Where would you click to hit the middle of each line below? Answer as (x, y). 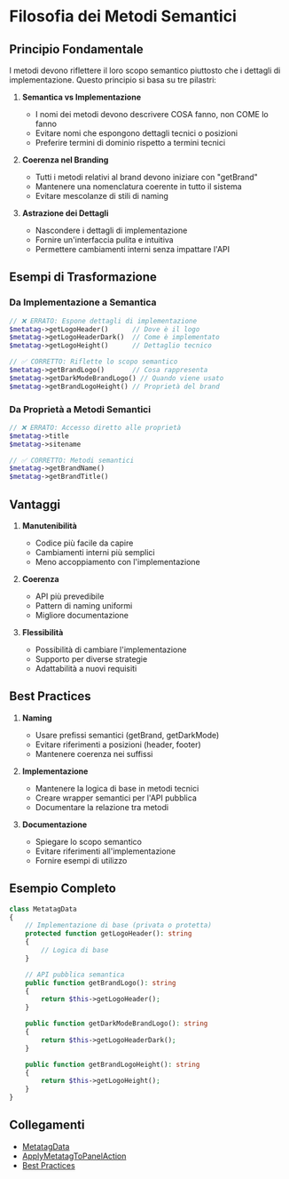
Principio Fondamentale (76, 49)
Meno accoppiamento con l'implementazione (118, 562)
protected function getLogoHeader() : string (109, 934)
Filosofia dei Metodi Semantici (123, 16)
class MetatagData (43, 909)
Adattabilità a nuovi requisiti (86, 669)
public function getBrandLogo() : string (101, 983)
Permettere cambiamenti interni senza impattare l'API (133, 249)
